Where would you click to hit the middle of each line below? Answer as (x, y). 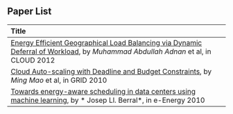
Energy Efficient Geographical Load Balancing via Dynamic (106, 42)
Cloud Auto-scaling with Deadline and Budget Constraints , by (111, 71)
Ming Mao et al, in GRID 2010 (59, 80)
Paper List (29, 11)
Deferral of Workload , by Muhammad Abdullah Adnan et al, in (111, 51)
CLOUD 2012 (33, 60)
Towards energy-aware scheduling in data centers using (103, 91)
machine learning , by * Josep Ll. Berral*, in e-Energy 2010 (108, 100)
